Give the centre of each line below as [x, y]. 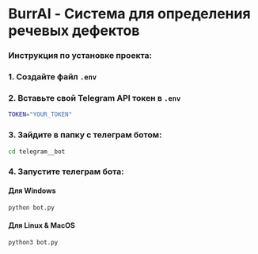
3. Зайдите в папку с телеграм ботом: [85, 135]
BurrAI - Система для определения [129, 14]
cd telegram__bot [37, 152]
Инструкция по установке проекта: [80, 56]
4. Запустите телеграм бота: [66, 171]
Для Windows [32, 190]
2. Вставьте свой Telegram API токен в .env [95, 98]
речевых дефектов [74, 31]
